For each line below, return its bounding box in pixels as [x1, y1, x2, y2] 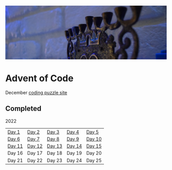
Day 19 [66, 150, 82, 156]
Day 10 [86, 136, 102, 142]
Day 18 [47, 150, 62, 156]
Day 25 [86, 157, 102, 163]
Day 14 [66, 143, 82, 149]
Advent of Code [5, 73, 74, 84]
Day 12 [27, 143, 43, 149]
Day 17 [27, 150, 43, 156]
